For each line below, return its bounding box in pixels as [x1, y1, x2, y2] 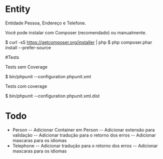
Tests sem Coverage [5, 64, 48, 70]
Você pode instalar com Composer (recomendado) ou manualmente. [5, 29, 146, 35]
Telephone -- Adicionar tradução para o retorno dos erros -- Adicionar [12, 143, 158, 149]
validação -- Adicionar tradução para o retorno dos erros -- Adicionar [12, 132, 156, 138]
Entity [5, 3, 31, 15]
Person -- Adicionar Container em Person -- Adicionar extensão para [12, 127, 155, 133]
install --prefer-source [5, 44, 51, 50]
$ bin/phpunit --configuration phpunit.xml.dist [5, 93, 100, 99]
